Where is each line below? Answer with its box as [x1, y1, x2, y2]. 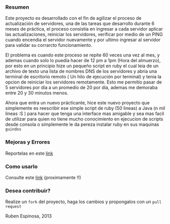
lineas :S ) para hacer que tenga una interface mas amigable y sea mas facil [5, 110, 164, 117]
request [5, 204, 22, 209]
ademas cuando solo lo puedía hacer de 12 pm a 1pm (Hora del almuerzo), [5, 58, 161, 64]
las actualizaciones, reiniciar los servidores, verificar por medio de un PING [5, 32, 163, 38]
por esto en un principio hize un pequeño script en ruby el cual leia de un [5, 63, 159, 69]
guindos [5, 127, 22, 132]
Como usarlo [5, 163, 38, 170]
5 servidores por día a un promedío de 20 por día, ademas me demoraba [5, 85, 158, 91]
